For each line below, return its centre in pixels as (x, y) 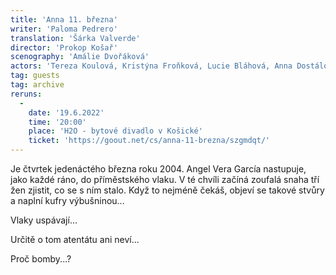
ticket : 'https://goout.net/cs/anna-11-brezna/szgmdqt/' (149, 141)
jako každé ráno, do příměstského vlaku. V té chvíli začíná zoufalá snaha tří (165, 179)
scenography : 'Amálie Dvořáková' (80, 57)
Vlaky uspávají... (44, 220)
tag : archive (37, 85)
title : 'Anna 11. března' (64, 19)
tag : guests (35, 76)
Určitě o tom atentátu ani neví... (75, 239)
